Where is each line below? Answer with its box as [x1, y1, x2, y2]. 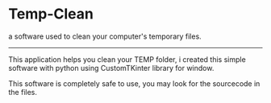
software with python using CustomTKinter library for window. [8, 63, 215, 72]
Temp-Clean [8, 5, 94, 23]
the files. [8, 87, 38, 97]
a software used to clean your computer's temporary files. [8, 31, 202, 41]
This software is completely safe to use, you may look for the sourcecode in [8, 78, 261, 89]
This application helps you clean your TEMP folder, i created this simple [8, 54, 246, 64]
